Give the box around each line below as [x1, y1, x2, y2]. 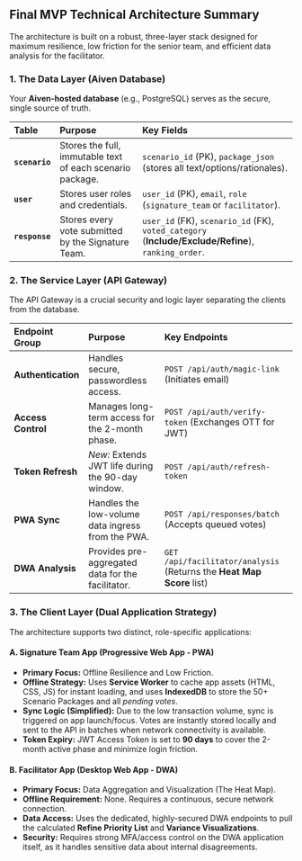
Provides [88, 545, 126, 558]
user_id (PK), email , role [142, 188, 247, 201]
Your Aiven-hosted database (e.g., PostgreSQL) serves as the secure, [9, 94, 271, 104]
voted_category [142, 226, 208, 237]
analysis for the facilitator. [9, 49, 105, 61]
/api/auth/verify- [187, 407, 266, 417]
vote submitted [59, 225, 123, 238]
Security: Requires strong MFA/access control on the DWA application [22, 832, 285, 843]
